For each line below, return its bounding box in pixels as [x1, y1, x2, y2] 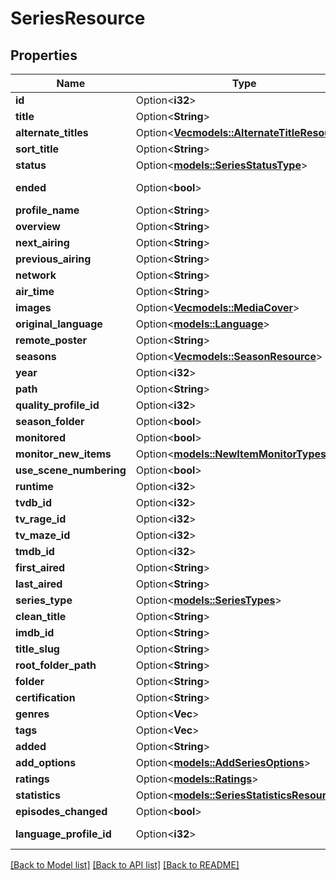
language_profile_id [15, 827, 112, 841]
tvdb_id [15, 496, 52, 509]
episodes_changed [15, 805, 108, 818]
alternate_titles [15, 126, 89, 139]
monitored [15, 431, 66, 444]
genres [15, 707, 50, 721]
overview [15, 220, 61, 233]
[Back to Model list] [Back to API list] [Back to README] [10, 859, 240, 871]
